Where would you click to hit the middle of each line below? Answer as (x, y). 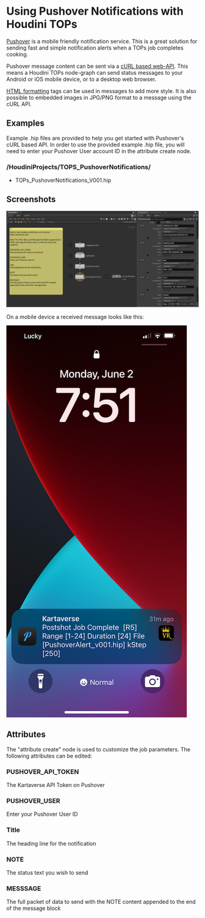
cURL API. (19, 104)
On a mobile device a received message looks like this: (75, 317)
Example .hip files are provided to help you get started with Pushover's (95, 138)
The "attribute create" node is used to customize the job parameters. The (99, 749)
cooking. (17, 54)
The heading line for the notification (51, 843)
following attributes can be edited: (49, 756)
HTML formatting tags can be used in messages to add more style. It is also (101, 91)
